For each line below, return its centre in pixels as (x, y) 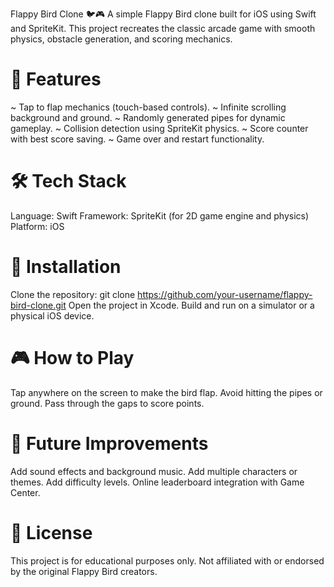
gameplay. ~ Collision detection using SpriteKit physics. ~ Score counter (159, 128)
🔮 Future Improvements (109, 443)
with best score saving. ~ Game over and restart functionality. (137, 139)
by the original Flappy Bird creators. (84, 571)
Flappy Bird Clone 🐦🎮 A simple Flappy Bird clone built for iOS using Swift (163, 14)
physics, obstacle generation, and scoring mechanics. (121, 39)
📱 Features (56, 79)
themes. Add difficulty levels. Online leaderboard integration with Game (157, 482)
